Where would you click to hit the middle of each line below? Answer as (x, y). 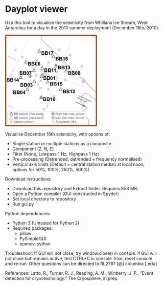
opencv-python (35, 243)
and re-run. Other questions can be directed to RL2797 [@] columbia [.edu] (81, 264)
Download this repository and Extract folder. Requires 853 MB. (75, 188)
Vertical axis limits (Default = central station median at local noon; (78, 164)
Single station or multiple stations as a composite (62, 143)
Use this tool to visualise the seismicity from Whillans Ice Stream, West (76, 22)
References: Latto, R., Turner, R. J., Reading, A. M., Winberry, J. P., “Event (79, 273)
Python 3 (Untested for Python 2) (46, 223)
